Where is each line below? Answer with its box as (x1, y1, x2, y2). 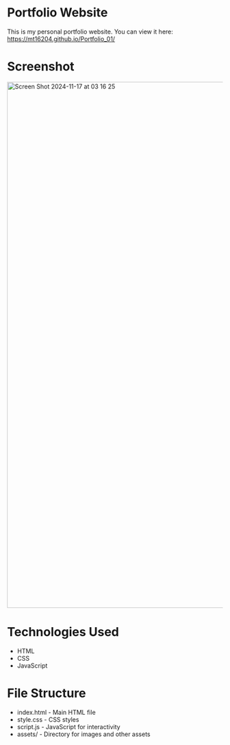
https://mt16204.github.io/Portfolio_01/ (7, 34, 115, 42)
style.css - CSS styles (16, 715, 79, 724)
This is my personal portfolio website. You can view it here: (7, 27, 173, 36)
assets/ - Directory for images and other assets (16, 730, 151, 738)
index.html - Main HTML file (16, 708, 96, 716)
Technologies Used (7, 624, 120, 640)
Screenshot (7, 59, 75, 75)
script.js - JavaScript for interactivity (16, 722, 121, 731)
